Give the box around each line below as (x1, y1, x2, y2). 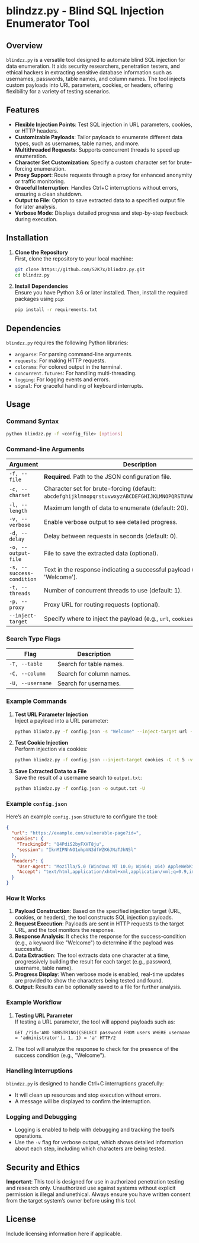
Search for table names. (57, 660, 124, 668)
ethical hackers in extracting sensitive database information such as (6, 69, 172, 76)
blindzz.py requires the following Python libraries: (6, 339, 129, 346)
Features (6, 105, 40, 115)
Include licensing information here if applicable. (6, 1230, 123, 1237)
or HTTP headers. (14, 127, 59, 134)
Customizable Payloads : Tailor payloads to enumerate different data (14, 133, 183, 140)
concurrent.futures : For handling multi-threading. (14, 370, 137, 377)
